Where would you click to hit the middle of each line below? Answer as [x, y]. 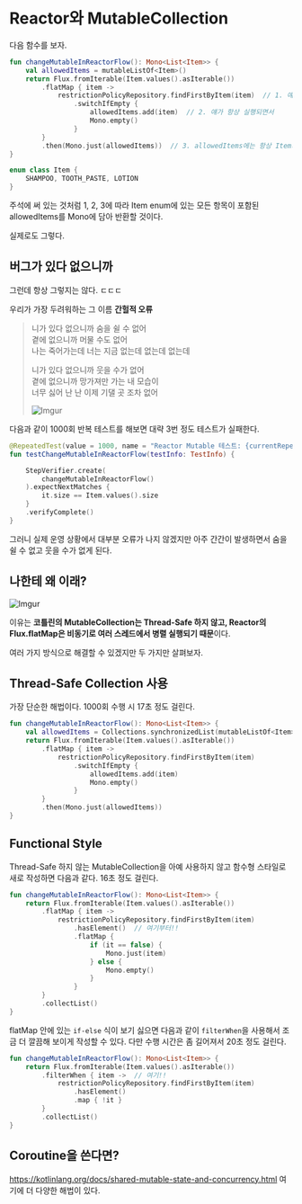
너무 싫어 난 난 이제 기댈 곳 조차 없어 [95, 392]
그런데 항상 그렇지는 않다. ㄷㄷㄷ [66, 290]
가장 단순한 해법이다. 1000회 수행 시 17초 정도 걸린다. [102, 707]
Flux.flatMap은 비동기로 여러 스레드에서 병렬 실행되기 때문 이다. [120, 633]
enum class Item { [44, 170]
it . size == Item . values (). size [100, 495]
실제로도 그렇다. [37, 236]
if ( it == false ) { [126, 945]
